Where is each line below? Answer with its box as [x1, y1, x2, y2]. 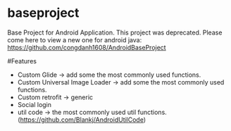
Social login [17, 100, 51, 108]
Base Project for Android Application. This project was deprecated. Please [7, 28, 223, 37]
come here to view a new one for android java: [7, 35, 142, 44]
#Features [7, 56, 37, 65]
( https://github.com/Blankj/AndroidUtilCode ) [17, 115, 146, 124]
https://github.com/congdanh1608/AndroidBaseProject [7, 43, 167, 51]
